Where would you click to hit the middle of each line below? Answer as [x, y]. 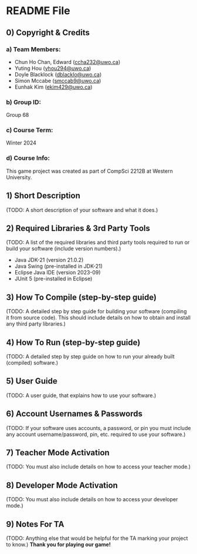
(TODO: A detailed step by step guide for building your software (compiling [96, 311]
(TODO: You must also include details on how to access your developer [92, 499]
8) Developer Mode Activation [62, 485]
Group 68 [18, 115]
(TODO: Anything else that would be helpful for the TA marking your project [97, 538]
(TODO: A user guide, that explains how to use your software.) [81, 395]
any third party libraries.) [36, 324]
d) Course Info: [28, 158]
